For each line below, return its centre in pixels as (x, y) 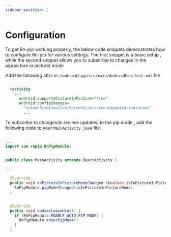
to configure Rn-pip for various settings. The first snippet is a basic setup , (83, 54)
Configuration (36, 35)
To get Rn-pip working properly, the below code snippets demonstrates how (85, 49)
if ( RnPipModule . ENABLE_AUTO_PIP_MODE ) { (59, 216)
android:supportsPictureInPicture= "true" (63, 99)
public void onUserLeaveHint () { (45, 211)
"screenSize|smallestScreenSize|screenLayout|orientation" (88, 108)
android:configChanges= (44, 103)
